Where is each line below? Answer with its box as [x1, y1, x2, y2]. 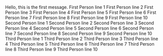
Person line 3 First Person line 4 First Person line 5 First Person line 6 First [5, 9, 157, 15]
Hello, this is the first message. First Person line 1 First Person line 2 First [5, 4, 154, 10]
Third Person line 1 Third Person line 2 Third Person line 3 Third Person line [5, 36, 159, 42]
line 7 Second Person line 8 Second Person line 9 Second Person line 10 [5, 31, 153, 36]
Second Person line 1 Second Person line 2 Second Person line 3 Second [5, 20, 155, 26]
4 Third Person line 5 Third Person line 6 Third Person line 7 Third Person [5, 41, 155, 47]
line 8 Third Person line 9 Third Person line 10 [5, 47, 98, 52]
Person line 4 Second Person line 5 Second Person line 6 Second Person [5, 25, 154, 31]
